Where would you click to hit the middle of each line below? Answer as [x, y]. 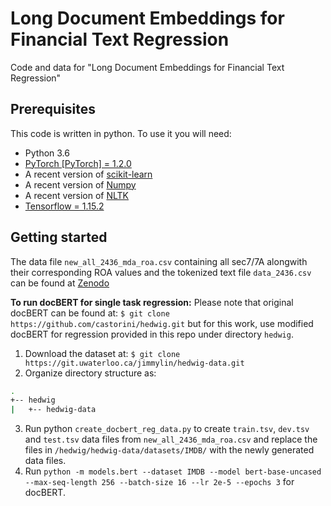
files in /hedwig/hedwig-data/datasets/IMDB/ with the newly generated [169, 450]
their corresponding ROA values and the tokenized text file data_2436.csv [161, 272]
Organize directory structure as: [90, 373]
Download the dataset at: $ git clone [102, 353]
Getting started [59, 237]
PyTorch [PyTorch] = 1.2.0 [78, 163]
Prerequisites [53, 109]
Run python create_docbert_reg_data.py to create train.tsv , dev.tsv [167, 429]
